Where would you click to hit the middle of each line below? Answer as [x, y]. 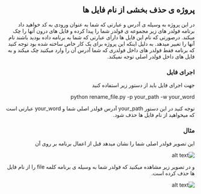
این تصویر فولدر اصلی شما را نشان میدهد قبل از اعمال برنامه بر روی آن [115, 143]
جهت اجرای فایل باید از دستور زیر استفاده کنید [143, 85]
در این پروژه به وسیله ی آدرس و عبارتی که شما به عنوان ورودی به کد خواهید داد [106, 24]
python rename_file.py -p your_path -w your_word [133, 97]
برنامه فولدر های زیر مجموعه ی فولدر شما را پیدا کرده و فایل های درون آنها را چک [104, 31]
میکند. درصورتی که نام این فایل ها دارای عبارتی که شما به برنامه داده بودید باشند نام [101, 37]
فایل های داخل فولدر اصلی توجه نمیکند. [151, 56]
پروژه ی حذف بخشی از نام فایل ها [138, 10]
